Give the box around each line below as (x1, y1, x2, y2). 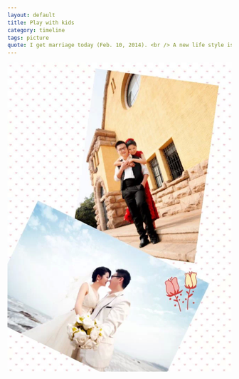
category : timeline (7, 26, 65, 34)
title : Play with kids (7, 19, 75, 26)
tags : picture (7, 34, 50, 41)
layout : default (7, 11, 55, 19)
